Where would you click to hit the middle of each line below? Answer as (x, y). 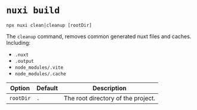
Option (20, 88)
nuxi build (33, 10)
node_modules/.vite (39, 68)
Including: (19, 42)
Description (109, 88)
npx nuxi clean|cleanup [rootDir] (49, 25)
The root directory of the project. (110, 98)
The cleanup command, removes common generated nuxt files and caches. (99, 36)
